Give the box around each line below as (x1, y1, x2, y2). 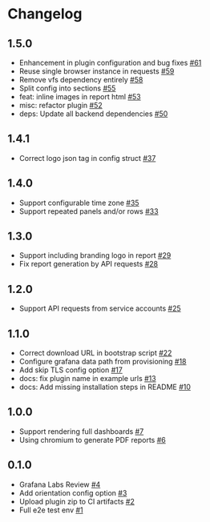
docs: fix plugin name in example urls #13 (18, 374, 157, 383)
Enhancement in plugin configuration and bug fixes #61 (18, 58, 202, 67)
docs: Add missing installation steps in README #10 (18, 382, 192, 392)
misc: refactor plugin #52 (18, 101, 103, 110)
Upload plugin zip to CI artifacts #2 (18, 496, 135, 506)
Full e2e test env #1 (18, 505, 83, 515)
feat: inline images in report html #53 (18, 92, 141, 101)
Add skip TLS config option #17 (18, 365, 123, 375)
